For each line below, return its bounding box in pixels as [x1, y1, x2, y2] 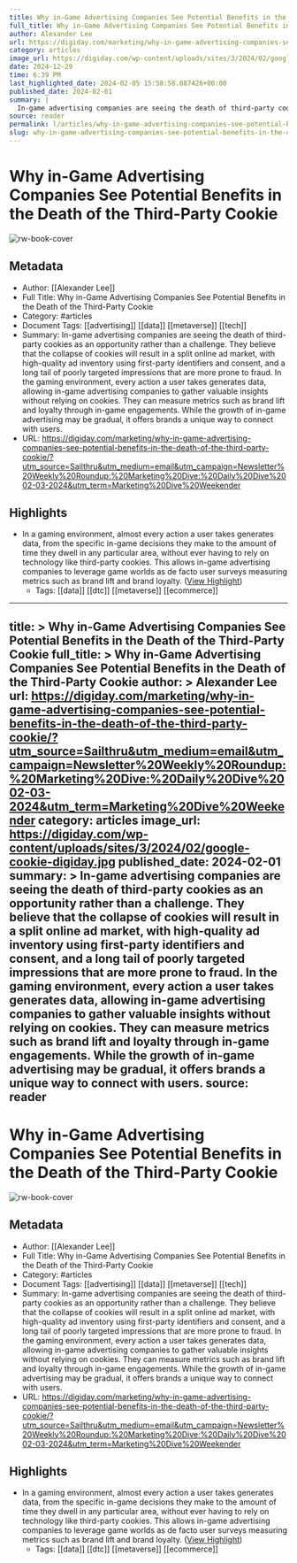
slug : [9, 128, 29, 137]
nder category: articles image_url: [9, 812, 202, 828]
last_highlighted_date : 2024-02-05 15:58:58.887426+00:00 [9, 79, 227, 88]
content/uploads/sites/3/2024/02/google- [9, 840, 250, 855]
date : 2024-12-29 [9, 63, 73, 72]
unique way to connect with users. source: [9, 1075, 249, 1090]
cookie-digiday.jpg [9, 854, 117, 869]
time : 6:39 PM [9, 71, 62, 80]
